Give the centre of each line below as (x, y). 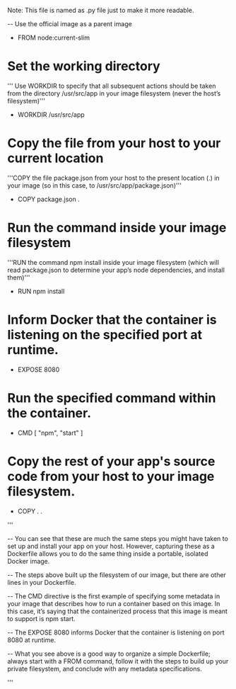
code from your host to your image (111, 476)
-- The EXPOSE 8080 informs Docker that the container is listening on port (116, 632)
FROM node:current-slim (54, 38)
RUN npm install (41, 291)
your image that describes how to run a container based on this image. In (114, 603)
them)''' (19, 277)
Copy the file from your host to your (114, 143)
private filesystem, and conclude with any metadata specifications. (105, 668)
